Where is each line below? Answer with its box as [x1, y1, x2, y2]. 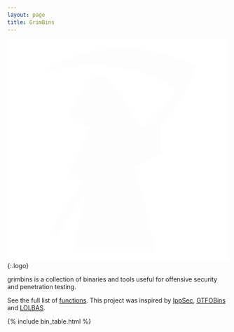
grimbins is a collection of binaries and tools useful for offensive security [7, 274, 218, 284]
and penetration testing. [7, 282, 76, 291]
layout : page [7, 11, 46, 18]
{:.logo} [7, 261, 29, 270]
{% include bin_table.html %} [7, 317, 92, 326]
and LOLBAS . [7, 303, 46, 312]
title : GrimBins [7, 18, 55, 26]
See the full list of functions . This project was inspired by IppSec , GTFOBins [7, 296, 226, 305]
